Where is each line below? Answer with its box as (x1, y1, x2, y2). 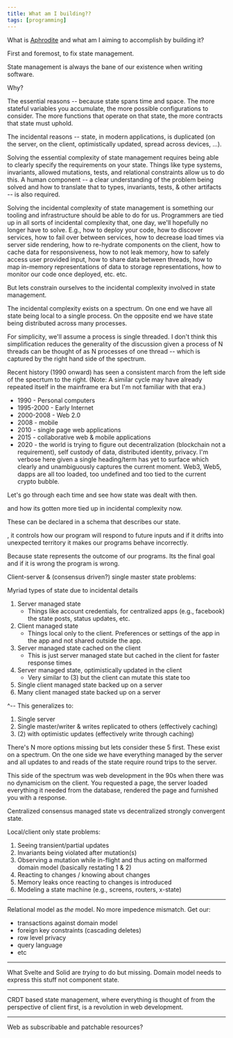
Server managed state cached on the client (17, 643, 141, 652)
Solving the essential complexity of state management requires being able (7, 153, 219, 162)
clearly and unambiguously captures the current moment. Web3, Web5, (17, 462, 222, 470)
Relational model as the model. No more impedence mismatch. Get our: (7, 905, 211, 913)
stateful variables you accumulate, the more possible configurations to (7, 104, 209, 112)
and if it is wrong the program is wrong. (7, 559, 120, 568)
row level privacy (17, 933, 67, 942)
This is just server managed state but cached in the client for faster (27, 651, 220, 659)
